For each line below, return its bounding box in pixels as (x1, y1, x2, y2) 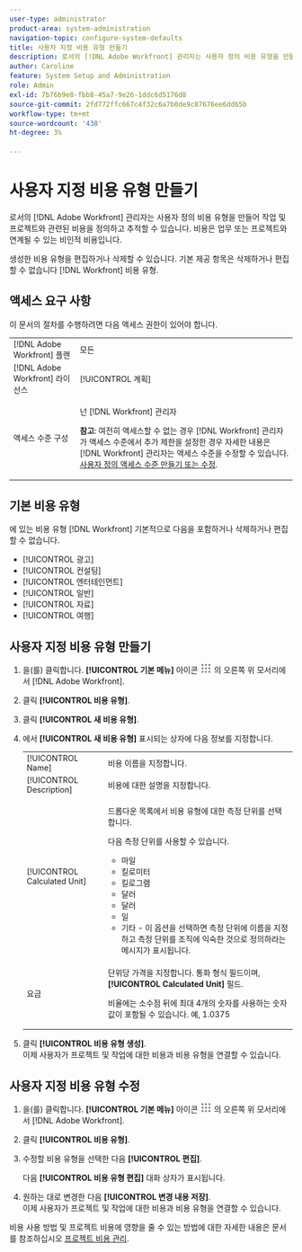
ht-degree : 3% (9, 129, 63, 138)
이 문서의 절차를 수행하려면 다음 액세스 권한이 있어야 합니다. (9, 319, 218, 330)
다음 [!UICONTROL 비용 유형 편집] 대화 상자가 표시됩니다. (22, 1172, 226, 1183)
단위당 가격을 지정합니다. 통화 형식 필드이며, (107, 967, 261, 978)
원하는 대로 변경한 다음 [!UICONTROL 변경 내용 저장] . (22, 1191, 211, 1202)
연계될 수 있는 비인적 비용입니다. (9, 234, 123, 244)
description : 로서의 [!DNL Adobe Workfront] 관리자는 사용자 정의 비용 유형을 (9, 52, 280, 62)
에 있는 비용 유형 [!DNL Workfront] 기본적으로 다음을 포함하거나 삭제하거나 (9, 524, 272, 535)
